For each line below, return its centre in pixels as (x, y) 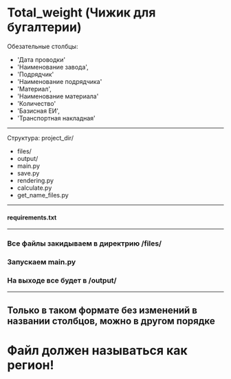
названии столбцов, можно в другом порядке (111, 321)
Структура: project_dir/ (41, 138)
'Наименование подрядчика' (59, 81)
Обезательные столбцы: (43, 46)
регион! (31, 365)
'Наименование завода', (53, 67)
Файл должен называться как (97, 350)
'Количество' (36, 103)
